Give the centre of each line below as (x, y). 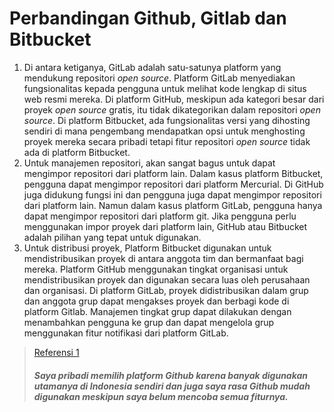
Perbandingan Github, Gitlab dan (148, 18)
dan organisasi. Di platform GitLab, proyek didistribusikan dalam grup (166, 290)
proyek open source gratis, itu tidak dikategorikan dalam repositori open (172, 109)
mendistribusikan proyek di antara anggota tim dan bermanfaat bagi (163, 258)
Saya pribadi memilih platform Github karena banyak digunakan (171, 375)
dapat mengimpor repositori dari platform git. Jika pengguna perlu (160, 216)
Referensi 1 (56, 352)
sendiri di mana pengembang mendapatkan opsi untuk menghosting (164, 131)
